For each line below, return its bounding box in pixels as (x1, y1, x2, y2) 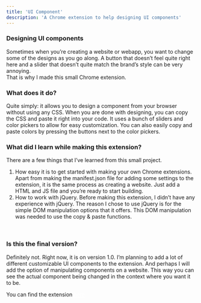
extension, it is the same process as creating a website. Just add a (14, 181, 181, 189)
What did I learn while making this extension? (6, 143, 142, 151)
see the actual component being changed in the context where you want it (6, 272, 191, 280)
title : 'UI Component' (6, 8, 63, 15)
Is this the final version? (6, 240, 78, 248)
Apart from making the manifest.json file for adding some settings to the (14, 175, 194, 182)
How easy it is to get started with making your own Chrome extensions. (14, 168, 192, 175)
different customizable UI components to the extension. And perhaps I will (6, 260, 190, 267)
